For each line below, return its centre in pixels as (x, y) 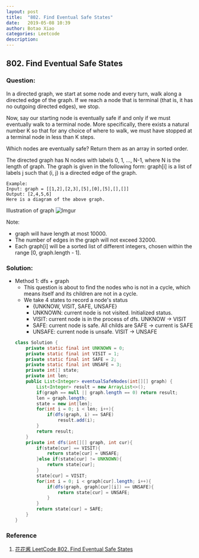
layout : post (22, 12)
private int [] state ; (52, 371)
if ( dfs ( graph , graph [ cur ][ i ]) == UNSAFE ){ (100, 487)
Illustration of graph (30, 210)
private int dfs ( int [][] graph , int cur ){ (79, 442)
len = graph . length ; (62, 398)
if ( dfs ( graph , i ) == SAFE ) (80, 415)
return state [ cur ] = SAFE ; (70, 509)
